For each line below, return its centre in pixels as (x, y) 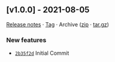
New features (26, 40)
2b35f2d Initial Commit (42, 53)
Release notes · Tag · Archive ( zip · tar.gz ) (58, 24)
